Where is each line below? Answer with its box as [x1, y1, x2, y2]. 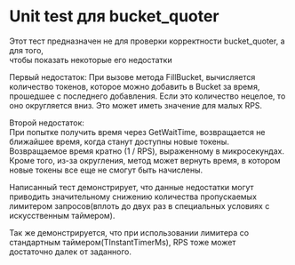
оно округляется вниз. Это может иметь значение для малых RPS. [9, 100, 263, 110]
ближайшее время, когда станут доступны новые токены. [9, 136, 229, 147]
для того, [9, 44, 44, 55]
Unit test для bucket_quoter [9, 6, 219, 27]
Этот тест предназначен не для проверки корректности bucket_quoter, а [9, 36, 285, 46]
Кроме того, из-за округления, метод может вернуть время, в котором [9, 155, 282, 165]
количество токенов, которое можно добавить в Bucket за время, [9, 81, 260, 92]
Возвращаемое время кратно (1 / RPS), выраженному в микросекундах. [9, 145, 284, 157]
